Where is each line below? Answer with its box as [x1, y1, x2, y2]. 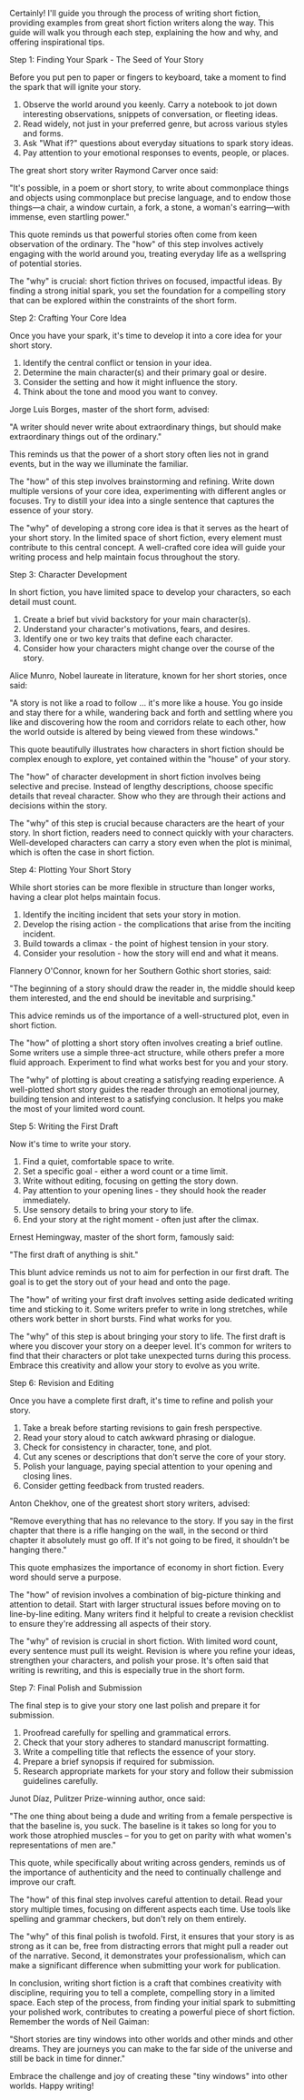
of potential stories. [9, 258, 83, 269]
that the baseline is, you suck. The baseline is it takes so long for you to [9, 1820, 277, 1831]
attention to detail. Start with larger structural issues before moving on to [9, 1599, 281, 1610]
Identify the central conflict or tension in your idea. [22, 358, 212, 368]
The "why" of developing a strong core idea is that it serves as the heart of [9, 522, 289, 533]
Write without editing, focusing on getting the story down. [22, 1175, 239, 1186]
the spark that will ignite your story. [9, 82, 142, 92]
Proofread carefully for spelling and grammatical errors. [22, 1728, 231, 1738]
